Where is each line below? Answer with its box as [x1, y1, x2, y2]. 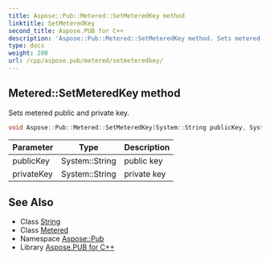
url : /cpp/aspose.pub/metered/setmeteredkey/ [8, 57, 163, 65]
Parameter [12, 142, 54, 153]
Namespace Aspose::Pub [19, 234, 104, 244]
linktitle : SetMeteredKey [8, 19, 95, 27]
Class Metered [19, 225, 69, 235]
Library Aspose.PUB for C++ [19, 242, 115, 252]
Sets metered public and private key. [8, 108, 130, 118]
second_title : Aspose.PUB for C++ [8, 27, 125, 35]
